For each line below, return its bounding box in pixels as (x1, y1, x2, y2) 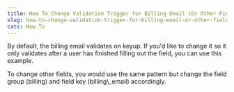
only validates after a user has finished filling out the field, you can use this (7, 49, 222, 57)
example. (7, 57, 33, 65)
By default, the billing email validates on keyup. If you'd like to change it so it (7, 42, 226, 50)
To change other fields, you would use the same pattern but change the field (7, 70, 227, 78)
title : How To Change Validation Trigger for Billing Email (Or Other (7, 10, 217, 17)
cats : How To (7, 23, 45, 30)
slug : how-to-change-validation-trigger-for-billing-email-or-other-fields (7, 17, 232, 24)
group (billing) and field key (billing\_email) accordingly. (7, 77, 166, 86)
